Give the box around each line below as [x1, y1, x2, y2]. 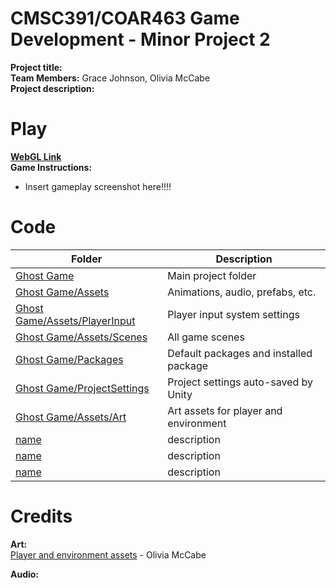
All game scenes [167, 330, 245, 344]
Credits [10, 505, 73, 527]
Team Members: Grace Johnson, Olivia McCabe [10, 72, 211, 84]
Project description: [10, 82, 95, 94]
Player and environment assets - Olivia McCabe [10, 548, 207, 561]
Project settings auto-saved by [167, 375, 314, 389]
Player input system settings [167, 307, 300, 321]
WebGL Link [10, 150, 62, 162]
